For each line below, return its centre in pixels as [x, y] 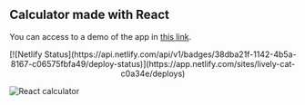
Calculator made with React [90, 15]
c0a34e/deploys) [153, 73]
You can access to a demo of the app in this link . [101, 36]
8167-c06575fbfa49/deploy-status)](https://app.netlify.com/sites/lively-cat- [153, 63]
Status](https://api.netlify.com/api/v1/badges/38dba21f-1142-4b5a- [170, 54]
